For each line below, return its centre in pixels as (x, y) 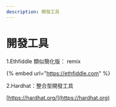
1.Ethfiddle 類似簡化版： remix (43, 61)
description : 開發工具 (33, 12)
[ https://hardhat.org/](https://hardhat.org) (58, 97)
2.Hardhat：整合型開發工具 (40, 85)
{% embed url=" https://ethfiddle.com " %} (58, 73)
